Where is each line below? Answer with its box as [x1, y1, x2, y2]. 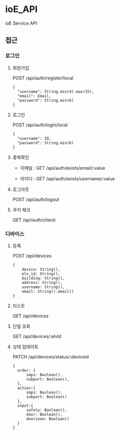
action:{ [17, 385, 36, 391]
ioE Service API [5, 20, 37, 26]
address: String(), [22, 280, 63, 285]
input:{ [17, 403, 34, 408]
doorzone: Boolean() [26, 416, 70, 421]
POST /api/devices [12, 253, 52, 259]
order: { [17, 368, 36, 373]
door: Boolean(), [26, 412, 63, 417]
